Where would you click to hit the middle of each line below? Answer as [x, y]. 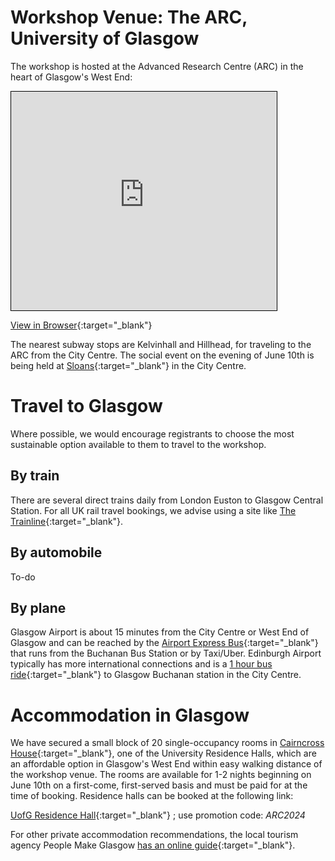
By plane [38, 607]
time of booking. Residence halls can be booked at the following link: [152, 796]
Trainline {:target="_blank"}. [67, 521]
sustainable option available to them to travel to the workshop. [138, 444]
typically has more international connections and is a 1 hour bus [141, 664]
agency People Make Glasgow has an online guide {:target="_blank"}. [153, 845]
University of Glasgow [105, 38]
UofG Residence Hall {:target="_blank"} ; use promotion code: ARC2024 [158, 815]
